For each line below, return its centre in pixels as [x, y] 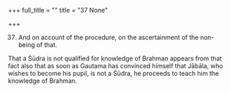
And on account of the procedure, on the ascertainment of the [108, 37]
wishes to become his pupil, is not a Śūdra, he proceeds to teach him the [114, 73]
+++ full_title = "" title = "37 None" [58, 10]
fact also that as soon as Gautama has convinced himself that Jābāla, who [116, 66]
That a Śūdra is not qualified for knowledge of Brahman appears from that [115, 58]
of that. [47, 45]
